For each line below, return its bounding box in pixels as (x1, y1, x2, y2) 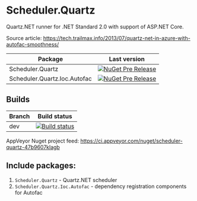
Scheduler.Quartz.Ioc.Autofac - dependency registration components (14, 183, 187, 190)
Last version (109, 54, 145, 63)
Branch (9, 112, 30, 120)
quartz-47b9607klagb (6, 143, 61, 151)
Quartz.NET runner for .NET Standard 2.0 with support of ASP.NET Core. (6, 23, 184, 30)
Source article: (6, 34, 42, 41)
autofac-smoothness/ (6, 41, 59, 48)
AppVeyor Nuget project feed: (6, 137, 79, 144)
